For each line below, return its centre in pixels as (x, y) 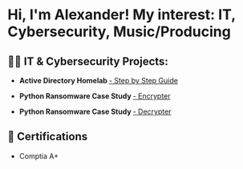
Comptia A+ (39, 156)
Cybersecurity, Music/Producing (119, 32)
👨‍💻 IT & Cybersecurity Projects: (88, 61)
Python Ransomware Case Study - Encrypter (95, 96)
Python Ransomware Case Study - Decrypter (95, 111)
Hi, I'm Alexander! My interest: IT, (121, 15)
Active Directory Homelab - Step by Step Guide (98, 80)
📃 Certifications (48, 137)
